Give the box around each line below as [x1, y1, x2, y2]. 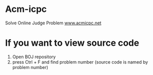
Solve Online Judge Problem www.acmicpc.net [5, 20, 102, 26]
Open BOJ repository [12, 54, 56, 60]
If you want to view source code [5, 37, 140, 49]
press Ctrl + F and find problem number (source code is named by [12, 59, 148, 65]
